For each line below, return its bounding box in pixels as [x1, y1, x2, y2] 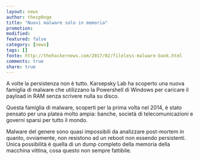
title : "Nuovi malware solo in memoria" [6, 20, 108, 25]
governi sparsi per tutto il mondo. [6, 117, 88, 124]
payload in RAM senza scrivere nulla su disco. [6, 92, 119, 100]
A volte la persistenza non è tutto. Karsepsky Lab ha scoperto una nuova [6, 80, 185, 87]
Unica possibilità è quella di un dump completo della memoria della [6, 140, 170, 148]
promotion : [6, 25, 33, 31]
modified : [6, 31, 31, 37]
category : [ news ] [6, 42, 49, 48]
